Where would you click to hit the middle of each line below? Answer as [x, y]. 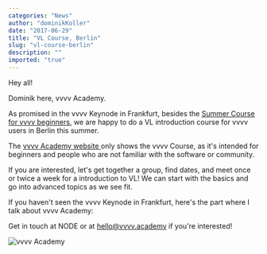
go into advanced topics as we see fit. [70, 186]
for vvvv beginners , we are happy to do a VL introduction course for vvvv [128, 122]
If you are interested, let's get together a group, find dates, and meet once [130, 170]
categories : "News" [41, 16]
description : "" [35, 53]
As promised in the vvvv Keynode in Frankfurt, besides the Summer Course [132, 113]
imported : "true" [37, 61]
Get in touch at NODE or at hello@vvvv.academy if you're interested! [120, 226]
